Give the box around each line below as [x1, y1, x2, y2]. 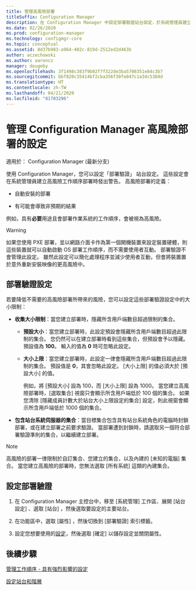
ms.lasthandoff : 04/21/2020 [6, 90, 75, 96]
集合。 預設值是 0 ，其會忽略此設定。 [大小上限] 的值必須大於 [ [33, 362, 183, 369]
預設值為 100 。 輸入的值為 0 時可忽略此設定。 [23, 343, 134, 350]
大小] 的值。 [28, 370, 58, 377]
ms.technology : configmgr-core [6, 36, 82, 42]
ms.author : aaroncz [6, 57, 54, 63]
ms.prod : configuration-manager [6, 30, 85, 36]
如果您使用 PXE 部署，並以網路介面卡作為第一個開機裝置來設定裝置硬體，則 [6, 238, 188, 246]
